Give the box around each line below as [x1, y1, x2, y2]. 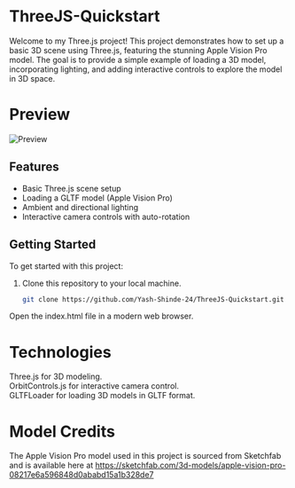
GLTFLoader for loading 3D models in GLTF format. [9, 390, 196, 401]
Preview [9, 105, 71, 125]
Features [9, 160, 59, 175]
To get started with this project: [9, 260, 124, 272]
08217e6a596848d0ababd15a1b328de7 [9, 469, 154, 480]
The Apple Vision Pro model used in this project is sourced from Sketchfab [9, 451, 282, 461]
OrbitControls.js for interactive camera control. [9, 381, 180, 391]
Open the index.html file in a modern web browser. [9, 311, 194, 321]
